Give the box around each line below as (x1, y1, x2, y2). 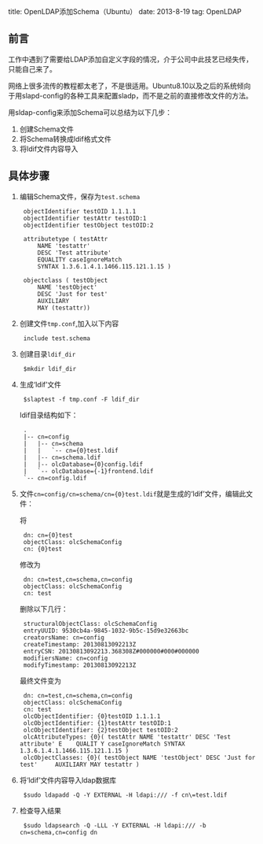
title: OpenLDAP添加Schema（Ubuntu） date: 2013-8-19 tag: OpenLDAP (8, 7, 242, 16)
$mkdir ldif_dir (23, 365, 77, 372)
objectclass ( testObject (23, 276, 108, 284)
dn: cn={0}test (23, 531, 73, 539)
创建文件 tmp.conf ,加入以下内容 (19, 318, 119, 328)
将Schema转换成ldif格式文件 (19, 134, 111, 143)
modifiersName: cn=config (23, 654, 108, 662)
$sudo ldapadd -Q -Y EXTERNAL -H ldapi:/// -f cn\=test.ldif (23, 790, 228, 799)
